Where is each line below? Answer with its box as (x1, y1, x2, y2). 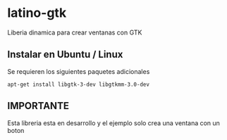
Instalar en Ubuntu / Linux (7, 49, 123, 61)
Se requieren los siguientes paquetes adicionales (7, 67, 150, 75)
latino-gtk (7, 5, 67, 21)
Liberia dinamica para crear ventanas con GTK (7, 28, 142, 37)
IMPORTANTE (7, 100, 69, 112)
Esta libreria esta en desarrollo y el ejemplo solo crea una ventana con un (7, 118, 221, 127)
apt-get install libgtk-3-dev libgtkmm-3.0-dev (7, 81, 150, 88)
